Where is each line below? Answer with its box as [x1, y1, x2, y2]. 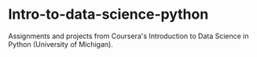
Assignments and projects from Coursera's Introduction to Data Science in [8, 31, 249, 41]
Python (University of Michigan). [8, 39, 114, 48]
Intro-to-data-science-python [8, 5, 209, 23]
